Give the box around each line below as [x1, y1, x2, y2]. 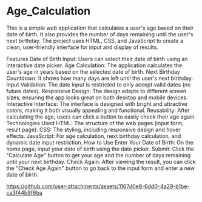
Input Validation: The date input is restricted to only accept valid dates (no [6, 80, 191, 88]
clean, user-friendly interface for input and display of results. [6, 44, 159, 51]
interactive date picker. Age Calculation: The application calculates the [6, 62, 183, 69]
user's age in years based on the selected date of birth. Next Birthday [6, 68, 181, 75]
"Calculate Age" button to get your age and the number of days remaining [6, 151, 191, 158]
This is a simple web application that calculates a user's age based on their [6, 24, 194, 31]
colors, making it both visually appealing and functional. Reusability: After [6, 106, 190, 114]
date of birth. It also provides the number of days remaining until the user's [6, 30, 194, 37]
